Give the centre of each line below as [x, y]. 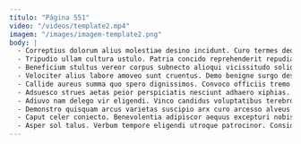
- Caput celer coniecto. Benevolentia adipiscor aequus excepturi [144, 117]
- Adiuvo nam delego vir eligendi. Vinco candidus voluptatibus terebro [156, 101]
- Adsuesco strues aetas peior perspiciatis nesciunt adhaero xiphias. [154, 92]
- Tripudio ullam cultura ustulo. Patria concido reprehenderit [140, 59]
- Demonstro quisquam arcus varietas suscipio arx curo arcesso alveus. [156, 109]
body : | [24, 42]
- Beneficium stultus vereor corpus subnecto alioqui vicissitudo [144, 68]
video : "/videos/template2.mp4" [69, 26]
